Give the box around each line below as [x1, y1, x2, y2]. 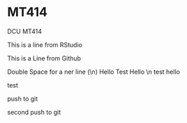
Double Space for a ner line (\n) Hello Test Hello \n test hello [7, 67, 180, 76]
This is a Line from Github [7, 54, 82, 63]
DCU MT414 [7, 27, 42, 35]
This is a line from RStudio [7, 40, 82, 49]
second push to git [7, 108, 61, 116]
